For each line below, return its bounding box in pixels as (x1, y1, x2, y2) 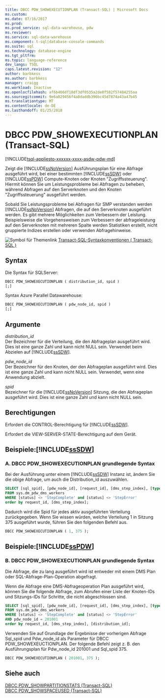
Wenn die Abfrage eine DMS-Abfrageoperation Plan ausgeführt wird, (5, 583, 145, 589)
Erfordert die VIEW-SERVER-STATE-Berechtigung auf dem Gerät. (5, 431, 137, 437)
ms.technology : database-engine (5, 48, 71, 53)
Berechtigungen (5, 408, 56, 417)
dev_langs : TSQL (5, 62, 38, 67)
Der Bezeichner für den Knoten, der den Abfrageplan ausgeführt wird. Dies (5, 364, 157, 369)
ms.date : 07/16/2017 (5, 16, 48, 21)
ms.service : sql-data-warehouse (5, 35, 71, 40)
